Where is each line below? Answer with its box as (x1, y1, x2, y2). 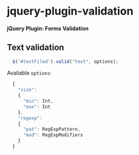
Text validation (7, 43, 64, 53)
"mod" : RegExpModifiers (22, 132, 84, 138)
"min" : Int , (22, 98, 53, 105)
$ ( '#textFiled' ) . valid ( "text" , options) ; (12, 58, 119, 64)
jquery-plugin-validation (7, 4, 134, 18)
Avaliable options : (7, 69, 52, 77)
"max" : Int (22, 103, 51, 110)
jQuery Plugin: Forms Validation (7, 24, 89, 32)
